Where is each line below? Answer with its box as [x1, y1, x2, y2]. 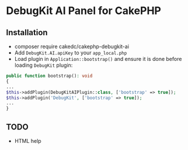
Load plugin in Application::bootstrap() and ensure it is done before [14, 56, 182, 62]
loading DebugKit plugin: [14, 62, 73, 69]
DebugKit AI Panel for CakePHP [6, 4, 162, 18]
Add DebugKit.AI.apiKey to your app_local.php [14, 49, 127, 56]
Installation [6, 28, 48, 37]
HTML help [14, 137, 42, 144]
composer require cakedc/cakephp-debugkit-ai [14, 43, 130, 50]
